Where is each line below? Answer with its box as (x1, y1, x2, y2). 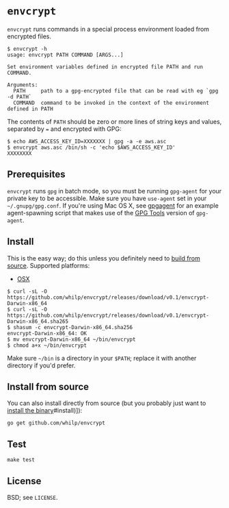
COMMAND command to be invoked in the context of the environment (13, 99, 210, 106)
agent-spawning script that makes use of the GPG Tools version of (7, 208, 195, 217)
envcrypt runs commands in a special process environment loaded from (7, 25, 210, 33)
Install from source (7, 380, 90, 392)
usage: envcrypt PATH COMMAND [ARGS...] (7, 51, 124, 58)
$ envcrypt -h (7, 45, 48, 52)
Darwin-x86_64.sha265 (7, 317, 69, 325)
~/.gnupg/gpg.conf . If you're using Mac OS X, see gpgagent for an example (7, 201, 219, 210)
